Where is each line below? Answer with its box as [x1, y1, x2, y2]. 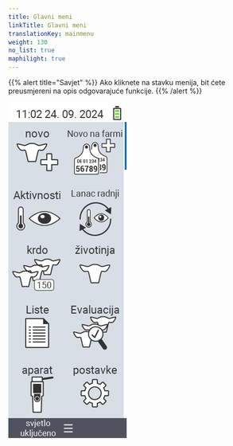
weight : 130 [8, 38, 48, 46]
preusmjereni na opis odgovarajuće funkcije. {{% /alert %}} [8, 86, 203, 96]
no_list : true [8, 46, 56, 55]
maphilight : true [8, 55, 66, 63]
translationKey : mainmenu [8, 29, 94, 37]
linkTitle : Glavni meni [8, 21, 87, 29]
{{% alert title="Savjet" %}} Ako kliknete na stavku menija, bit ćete [8, 78, 226, 87]
